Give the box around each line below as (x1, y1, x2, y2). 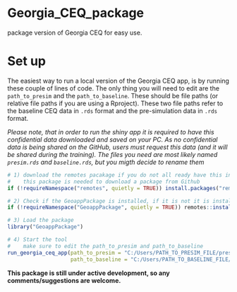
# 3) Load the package (7, 217, 74, 224)
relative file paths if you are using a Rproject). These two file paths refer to (7, 99, 224, 107)
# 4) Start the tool (7, 236, 68, 243)
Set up (7, 53, 46, 69)
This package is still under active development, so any (7, 269, 171, 277)
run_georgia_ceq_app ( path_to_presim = (7, 249, 121, 256)
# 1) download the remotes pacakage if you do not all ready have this (7, 171, 222, 178)
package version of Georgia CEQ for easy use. (7, 28, 142, 37)
